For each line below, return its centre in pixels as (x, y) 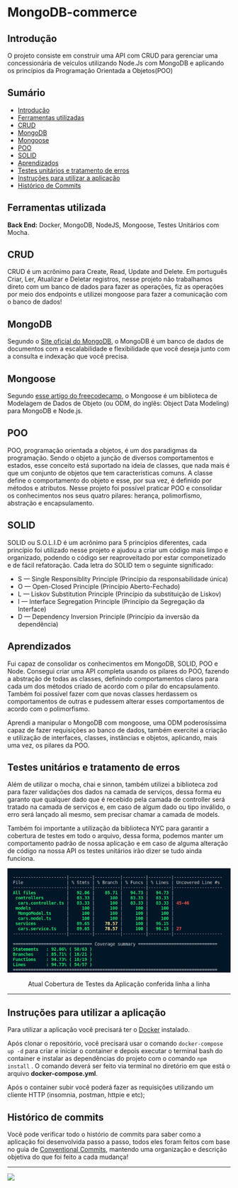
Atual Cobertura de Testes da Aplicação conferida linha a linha (119, 984)
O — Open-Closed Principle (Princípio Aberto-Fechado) (99, 586)
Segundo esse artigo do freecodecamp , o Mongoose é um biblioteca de (112, 396)
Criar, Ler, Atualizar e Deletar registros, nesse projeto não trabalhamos (110, 279)
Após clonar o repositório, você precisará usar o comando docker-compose (115, 1043)
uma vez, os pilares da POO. (49, 745)
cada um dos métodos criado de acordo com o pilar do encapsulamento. (113, 686)
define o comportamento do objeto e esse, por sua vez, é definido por (110, 480)
